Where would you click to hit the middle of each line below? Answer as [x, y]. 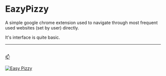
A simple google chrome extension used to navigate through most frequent [82, 23]
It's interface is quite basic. [33, 37]
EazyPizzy [27, 9]
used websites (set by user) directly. [42, 27]
